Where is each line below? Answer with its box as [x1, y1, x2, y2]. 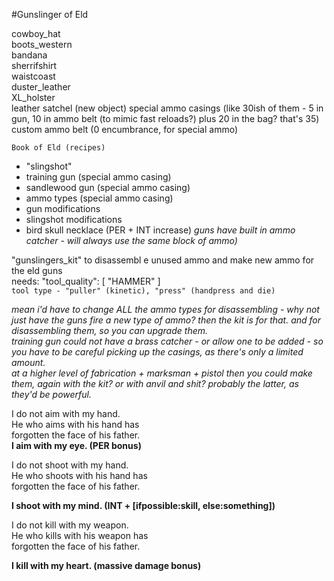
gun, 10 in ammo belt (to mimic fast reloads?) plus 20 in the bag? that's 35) [11, 113, 320, 124]
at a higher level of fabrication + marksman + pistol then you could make [11, 367, 313, 379]
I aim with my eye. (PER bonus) [11, 440, 142, 451]
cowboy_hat [11, 28, 61, 39]
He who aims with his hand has [11, 419, 140, 430]
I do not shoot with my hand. [11, 459, 129, 471]
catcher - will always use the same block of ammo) [25, 235, 238, 246]
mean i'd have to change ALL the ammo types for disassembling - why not [11, 304, 320, 315]
